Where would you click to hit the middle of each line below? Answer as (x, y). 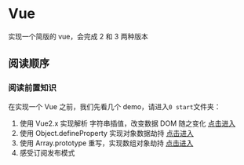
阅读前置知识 (33, 88)
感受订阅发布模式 (47, 152)
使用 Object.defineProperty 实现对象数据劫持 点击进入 (107, 133)
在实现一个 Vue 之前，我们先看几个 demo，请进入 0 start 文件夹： (115, 106)
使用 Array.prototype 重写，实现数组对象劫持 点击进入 (106, 143)
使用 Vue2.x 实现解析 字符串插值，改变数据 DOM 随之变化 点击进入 (127, 123)
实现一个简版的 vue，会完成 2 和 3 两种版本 (78, 36)
